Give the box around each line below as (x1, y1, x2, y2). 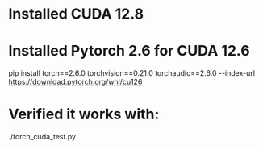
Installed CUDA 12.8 (8, 5, 144, 23)
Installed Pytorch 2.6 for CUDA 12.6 (8, 42, 250, 60)
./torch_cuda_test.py (8, 132, 77, 142)
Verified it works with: (8, 106, 160, 123)
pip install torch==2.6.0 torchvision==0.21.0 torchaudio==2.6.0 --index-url (8, 68, 256, 78)
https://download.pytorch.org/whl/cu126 (8, 77, 143, 87)
